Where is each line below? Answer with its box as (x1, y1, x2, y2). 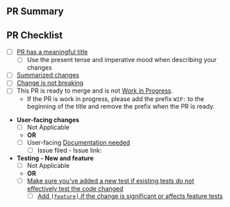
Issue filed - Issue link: (37, 146, 102, 154)
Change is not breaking (16, 79, 84, 87)
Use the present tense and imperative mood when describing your (26, 56, 217, 64)
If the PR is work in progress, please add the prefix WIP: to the (26, 94, 204, 103)
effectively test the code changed (26, 184, 124, 192)
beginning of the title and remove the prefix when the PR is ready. (26, 102, 215, 110)
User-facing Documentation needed (26, 138, 131, 146)
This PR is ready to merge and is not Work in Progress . (16, 86, 173, 95)
